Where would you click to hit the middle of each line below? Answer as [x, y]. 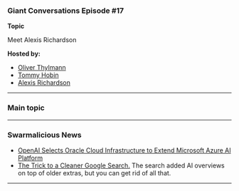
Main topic [26, 108]
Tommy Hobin [38, 75]
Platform [30, 158]
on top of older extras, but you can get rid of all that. [94, 172]
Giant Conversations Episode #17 [66, 11]
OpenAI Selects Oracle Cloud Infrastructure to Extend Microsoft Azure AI [124, 150]
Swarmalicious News [44, 135]
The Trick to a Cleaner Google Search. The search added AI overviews [121, 165]
